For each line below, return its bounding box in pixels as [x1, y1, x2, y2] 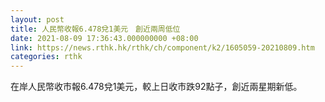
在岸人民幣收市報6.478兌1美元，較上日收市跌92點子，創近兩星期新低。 [10, 81, 303, 93]
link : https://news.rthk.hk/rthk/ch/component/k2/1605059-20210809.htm [10, 42, 315, 53]
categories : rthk [10, 52, 83, 62]
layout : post [10, 14, 65, 25]
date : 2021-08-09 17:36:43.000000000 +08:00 [10, 33, 199, 43]
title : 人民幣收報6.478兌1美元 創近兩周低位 [10, 24, 181, 34]
